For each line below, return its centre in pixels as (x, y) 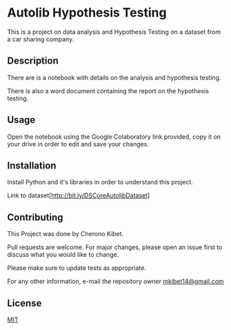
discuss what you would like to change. (63, 255)
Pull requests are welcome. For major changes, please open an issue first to (115, 247)
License (24, 303)
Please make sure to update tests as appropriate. (77, 268)
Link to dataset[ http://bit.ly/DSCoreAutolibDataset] (79, 195)
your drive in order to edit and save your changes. (78, 144)
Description (33, 61)
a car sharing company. (41, 39)
